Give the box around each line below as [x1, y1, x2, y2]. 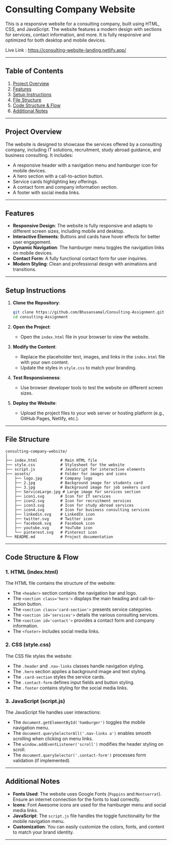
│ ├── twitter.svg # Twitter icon [5, 516, 93, 522]
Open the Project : [12, 323, 51, 330]
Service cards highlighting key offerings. [12, 178, 98, 185]
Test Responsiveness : [12, 374, 61, 381]
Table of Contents [5, 67, 64, 76]
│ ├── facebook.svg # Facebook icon [5, 520, 95, 526]
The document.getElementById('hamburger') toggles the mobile [12, 719, 145, 726]
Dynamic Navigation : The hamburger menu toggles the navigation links [12, 244, 164, 250]
